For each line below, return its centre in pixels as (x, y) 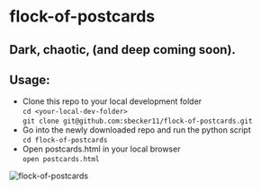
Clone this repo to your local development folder (112, 101)
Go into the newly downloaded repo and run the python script (136, 130)
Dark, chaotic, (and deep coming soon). (123, 50)
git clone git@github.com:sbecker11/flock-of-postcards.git (137, 121)
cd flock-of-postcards (65, 141)
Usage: (30, 79)
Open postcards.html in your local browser (101, 149)
